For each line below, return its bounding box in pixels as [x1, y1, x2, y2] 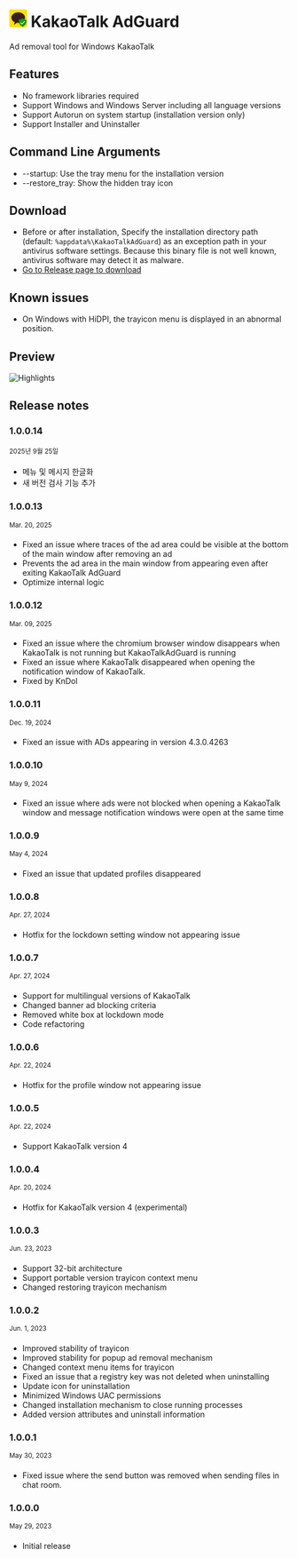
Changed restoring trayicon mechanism [21, 1282, 167, 1292]
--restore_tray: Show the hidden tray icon [21, 178, 174, 188]
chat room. [21, 1479, 62, 1490]
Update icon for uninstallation [21, 1380, 130, 1391]
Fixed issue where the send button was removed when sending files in [21, 1470, 280, 1481]
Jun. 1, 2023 [9, 1324, 47, 1333]
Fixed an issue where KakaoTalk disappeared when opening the [21, 657, 255, 668]
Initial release [21, 1540, 71, 1551]
